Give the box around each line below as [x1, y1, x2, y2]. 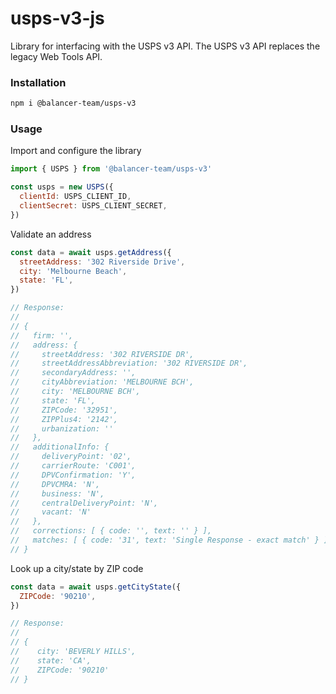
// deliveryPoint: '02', [10, 452, 132, 462]
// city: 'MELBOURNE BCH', [10, 387, 141, 397]
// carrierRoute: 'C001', [10, 461, 137, 471]
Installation [10, 75, 67, 89]
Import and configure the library [10, 145, 142, 157]
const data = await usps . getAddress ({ [10, 247, 172, 257]
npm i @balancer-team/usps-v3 [10, 98, 137, 109]
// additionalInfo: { [10, 442, 110, 452]
